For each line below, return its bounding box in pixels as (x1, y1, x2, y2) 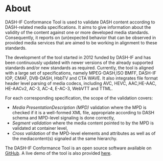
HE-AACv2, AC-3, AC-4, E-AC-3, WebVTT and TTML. (5, 85, 113, 91)
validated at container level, (12, 125, 68, 131)
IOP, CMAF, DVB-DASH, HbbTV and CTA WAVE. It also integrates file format (5, 75, 158, 81)
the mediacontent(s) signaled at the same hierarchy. (12, 135, 117, 141)
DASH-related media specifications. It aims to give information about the (5, 24, 151, 30)
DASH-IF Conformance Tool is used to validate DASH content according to (5, 19, 155, 25)
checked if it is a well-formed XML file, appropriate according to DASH (12, 109, 155, 115)
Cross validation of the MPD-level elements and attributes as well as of (12, 130, 156, 136)
